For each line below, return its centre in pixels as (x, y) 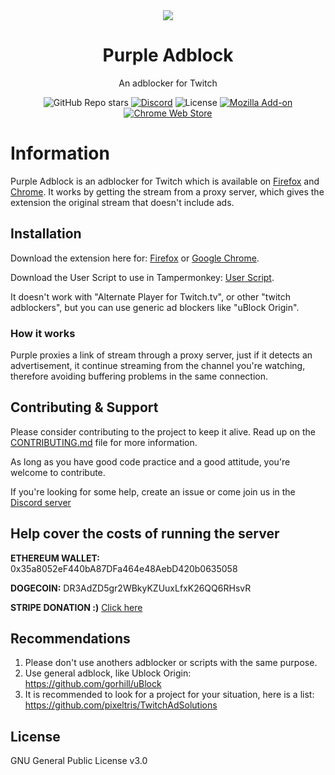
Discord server (41, 502)
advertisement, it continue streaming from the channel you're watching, (158, 365)
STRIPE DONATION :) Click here (76, 607)
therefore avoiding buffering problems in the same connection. (139, 376)
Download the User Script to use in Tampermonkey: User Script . (142, 277)
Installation (46, 234)
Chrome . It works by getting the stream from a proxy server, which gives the (167, 191)
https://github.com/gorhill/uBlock (93, 684)
